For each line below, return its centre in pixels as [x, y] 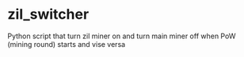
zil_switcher [48, 14]
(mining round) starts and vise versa [67, 44]
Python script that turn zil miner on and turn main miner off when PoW [122, 36]
